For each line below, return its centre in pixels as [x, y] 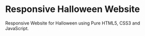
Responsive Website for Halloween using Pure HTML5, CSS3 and [73, 23]
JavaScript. [17, 28]
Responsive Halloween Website [72, 9]
